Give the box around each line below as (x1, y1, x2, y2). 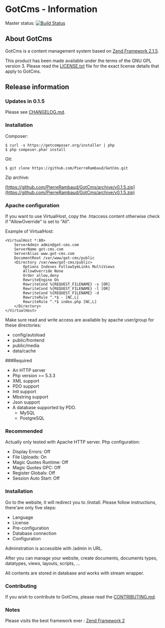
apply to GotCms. (5, 68, 41, 74)
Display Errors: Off (12, 449, 51, 455)
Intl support (12, 389, 36, 395)
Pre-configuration (12, 525, 49, 531)
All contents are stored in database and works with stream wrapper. (5, 570, 145, 576)
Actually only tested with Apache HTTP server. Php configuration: (5, 439, 141, 445)
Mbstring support (12, 394, 48, 400)
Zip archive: (5, 174, 30, 180)
